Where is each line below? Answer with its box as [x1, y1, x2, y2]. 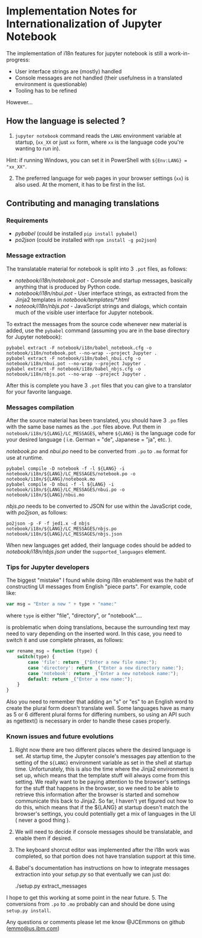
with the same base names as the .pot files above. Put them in [6, 423, 161, 431]
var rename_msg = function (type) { [6, 648, 98, 654]
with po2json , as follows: [6, 509, 68, 516]
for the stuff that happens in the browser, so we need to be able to [14, 784, 179, 792]
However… [6, 98, 33, 106]
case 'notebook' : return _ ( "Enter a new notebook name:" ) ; [28, 670, 179, 676]
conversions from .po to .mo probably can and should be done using [6, 900, 176, 907]
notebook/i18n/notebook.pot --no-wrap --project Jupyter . [6, 350, 158, 356]
